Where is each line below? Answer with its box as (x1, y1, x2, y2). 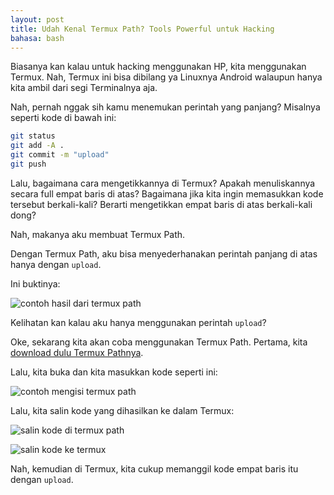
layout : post (10, 14, 65, 25)
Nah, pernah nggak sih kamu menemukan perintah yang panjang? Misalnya (10, 101, 321, 113)
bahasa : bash (10, 33, 65, 43)
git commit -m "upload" (10, 150, 110, 160)
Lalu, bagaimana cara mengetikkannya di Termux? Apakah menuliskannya (10, 177, 316, 189)
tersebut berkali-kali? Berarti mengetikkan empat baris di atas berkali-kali (10, 198, 313, 210)
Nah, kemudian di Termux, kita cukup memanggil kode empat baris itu (10, 462, 299, 475)
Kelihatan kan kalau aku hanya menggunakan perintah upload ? (10, 316, 267, 328)
